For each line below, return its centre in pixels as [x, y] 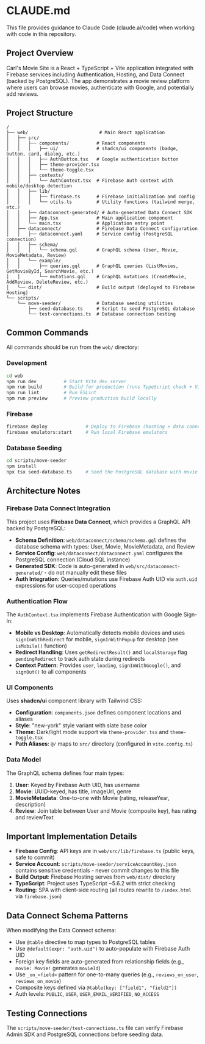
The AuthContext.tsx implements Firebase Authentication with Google [94, 614]
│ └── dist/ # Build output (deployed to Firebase [101, 287]
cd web [15, 376]
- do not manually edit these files [85, 572]
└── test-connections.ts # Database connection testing [102, 314]
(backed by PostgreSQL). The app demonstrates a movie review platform [98, 81]
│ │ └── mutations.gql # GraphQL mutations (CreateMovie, [97, 276]
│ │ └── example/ [34, 261]
